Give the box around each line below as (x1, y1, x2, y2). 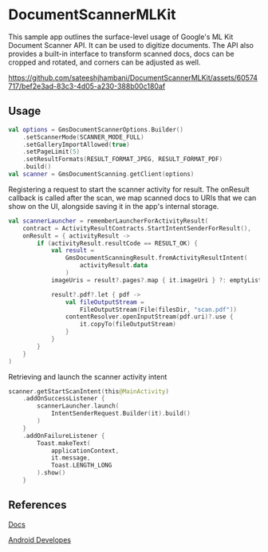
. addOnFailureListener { (22, 432, 105, 440)
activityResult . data (79, 262, 148, 270)
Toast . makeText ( (37, 439, 91, 448)
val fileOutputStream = (65, 298, 145, 306)
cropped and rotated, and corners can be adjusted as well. (8, 57, 201, 67)
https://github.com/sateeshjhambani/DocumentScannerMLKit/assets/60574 (8, 73, 258, 82)
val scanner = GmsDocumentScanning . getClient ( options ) (8, 170, 195, 178)
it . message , (50, 454, 91, 462)
